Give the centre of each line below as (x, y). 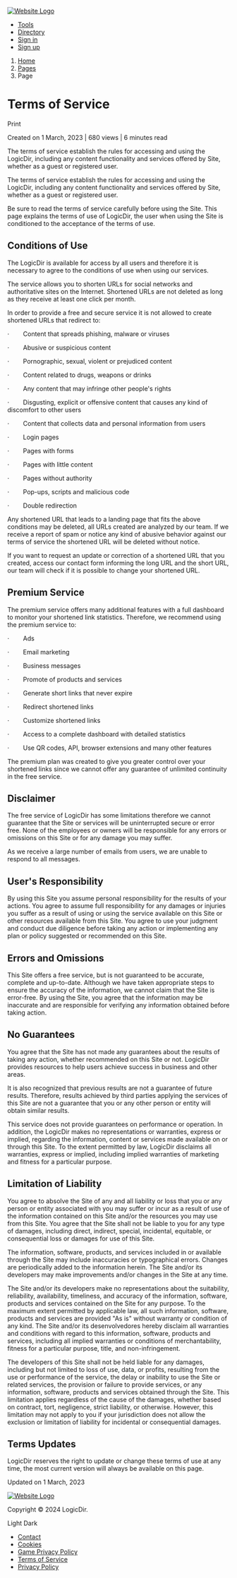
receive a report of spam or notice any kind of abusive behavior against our (117, 534)
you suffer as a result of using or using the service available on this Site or (115, 914)
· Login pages (33, 437)
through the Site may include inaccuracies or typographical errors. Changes (117, 1260)
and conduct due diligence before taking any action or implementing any (113, 928)
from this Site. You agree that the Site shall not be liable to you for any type (116, 1223)
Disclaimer (31, 798)
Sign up (29, 47)
